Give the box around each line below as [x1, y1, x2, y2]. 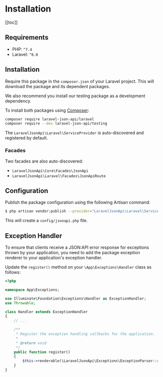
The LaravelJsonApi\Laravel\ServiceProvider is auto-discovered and [5, 130, 144, 136]
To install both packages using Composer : [5, 107, 90, 113]
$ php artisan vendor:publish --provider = [5, 209, 92, 214]
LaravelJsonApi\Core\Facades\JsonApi [12, 168, 89, 173]
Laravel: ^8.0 [12, 51, 38, 57]
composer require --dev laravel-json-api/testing [5, 121, 108, 126]
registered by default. [5, 135, 49, 141]
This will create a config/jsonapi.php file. [5, 218, 88, 224]
